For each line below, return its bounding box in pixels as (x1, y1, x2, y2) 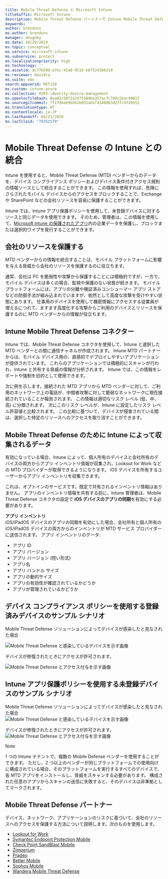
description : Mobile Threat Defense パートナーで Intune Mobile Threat (5, 17, 153, 22)
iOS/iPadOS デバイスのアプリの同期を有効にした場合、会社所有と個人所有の (5, 519, 162, 525)
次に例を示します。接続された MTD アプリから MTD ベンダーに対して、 (5, 383, 152, 389)
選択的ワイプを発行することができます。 (13, 226, 97, 233)
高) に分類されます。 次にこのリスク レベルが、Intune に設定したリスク (5, 402, 151, 408)
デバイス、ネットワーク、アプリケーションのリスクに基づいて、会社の (5, 815, 149, 821)
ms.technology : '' (5, 63, 43, 68)
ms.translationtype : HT (5, 105, 55, 110)
